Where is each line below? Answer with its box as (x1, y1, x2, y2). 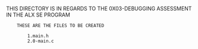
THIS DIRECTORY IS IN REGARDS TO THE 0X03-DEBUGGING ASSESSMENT (6, 5, 192, 12)
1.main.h (27, 33, 49, 39)
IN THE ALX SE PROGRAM (6, 11, 70, 18)
